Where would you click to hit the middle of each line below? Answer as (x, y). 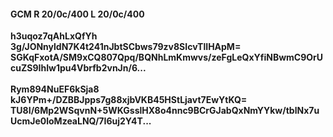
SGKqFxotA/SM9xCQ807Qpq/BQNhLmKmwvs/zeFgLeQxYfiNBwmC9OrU (167, 57)
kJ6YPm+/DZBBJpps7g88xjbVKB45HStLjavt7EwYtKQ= (129, 100)
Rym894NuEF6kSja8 (55, 89)
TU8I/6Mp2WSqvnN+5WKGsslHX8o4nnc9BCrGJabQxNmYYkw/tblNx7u (165, 111)
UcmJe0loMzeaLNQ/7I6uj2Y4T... (81, 121)
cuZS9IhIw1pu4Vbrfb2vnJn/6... (78, 68)
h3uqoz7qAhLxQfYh (54, 36)
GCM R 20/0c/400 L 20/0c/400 (77, 14)
